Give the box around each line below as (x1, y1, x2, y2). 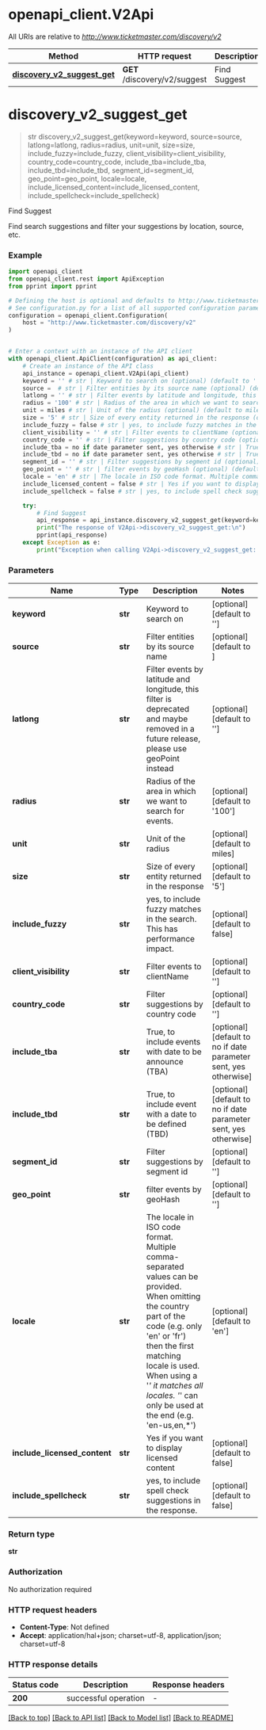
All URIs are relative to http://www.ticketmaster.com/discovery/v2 (8, 32, 222, 41)
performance (146, 934, 196, 945)
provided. (146, 1281, 182, 1293)
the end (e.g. (146, 1410, 194, 1421)
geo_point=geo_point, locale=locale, (27, 174, 147, 183)
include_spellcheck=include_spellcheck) (27, 190, 160, 200)
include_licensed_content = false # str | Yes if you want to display (22, 479, 260, 488)
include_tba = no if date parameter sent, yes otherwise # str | (22, 443, 243, 451)
